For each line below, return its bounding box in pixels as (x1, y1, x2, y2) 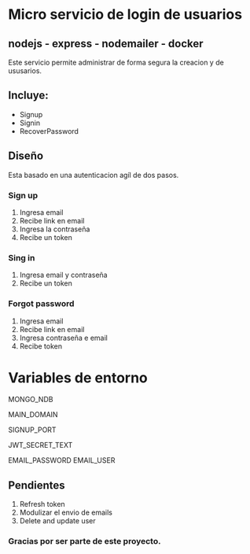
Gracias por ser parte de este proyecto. (8, 536, 161, 547)
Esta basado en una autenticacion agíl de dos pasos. (8, 170, 179, 179)
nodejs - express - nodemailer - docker (8, 37, 204, 50)
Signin (19, 118, 41, 127)
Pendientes (8, 478, 65, 492)
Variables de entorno (8, 368, 148, 386)
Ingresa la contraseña (19, 224, 90, 234)
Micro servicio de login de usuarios (8, 6, 242, 24)
